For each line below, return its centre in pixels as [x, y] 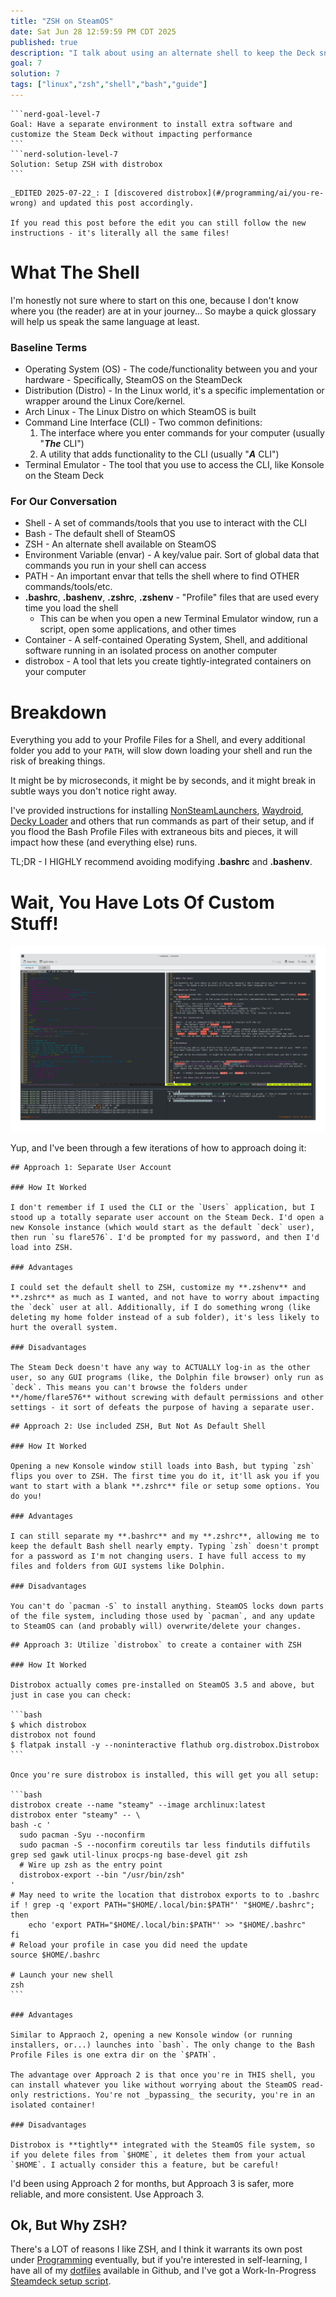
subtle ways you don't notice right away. [93, 791]
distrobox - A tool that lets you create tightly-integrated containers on [168, 661]
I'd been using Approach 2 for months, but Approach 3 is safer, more [152, 2183]
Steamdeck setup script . [61, 2281]
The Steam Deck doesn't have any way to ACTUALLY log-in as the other [160, 1367]
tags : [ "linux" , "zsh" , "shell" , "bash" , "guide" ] [109, 85]
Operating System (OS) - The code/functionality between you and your [171, 369]
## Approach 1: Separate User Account [91, 1167]
